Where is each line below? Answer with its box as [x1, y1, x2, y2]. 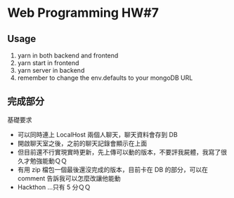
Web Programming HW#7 [7, 5, 160, 21]
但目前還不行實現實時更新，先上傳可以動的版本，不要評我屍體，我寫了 [17, 148, 221, 156]
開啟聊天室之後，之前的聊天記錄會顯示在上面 [17, 139, 148, 148]
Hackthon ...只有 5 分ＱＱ [17, 183, 91, 191]
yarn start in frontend [17, 59, 79, 67]
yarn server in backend [17, 66, 85, 74]
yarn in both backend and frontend [17, 51, 119, 59]
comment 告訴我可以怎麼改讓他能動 [17, 174, 121, 183]
